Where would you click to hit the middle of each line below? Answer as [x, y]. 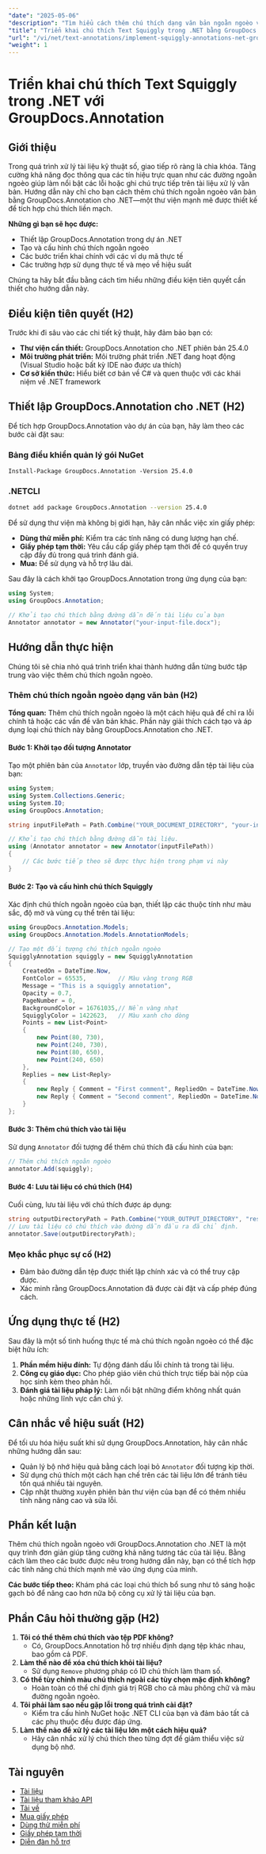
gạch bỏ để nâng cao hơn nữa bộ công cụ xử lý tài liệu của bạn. [112, 1594]
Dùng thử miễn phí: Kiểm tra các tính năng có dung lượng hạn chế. [129, 538]
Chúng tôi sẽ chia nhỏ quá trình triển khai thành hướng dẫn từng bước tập [128, 666]
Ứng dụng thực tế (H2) [64, 1322]
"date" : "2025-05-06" [44, 15]
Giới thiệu [32, 147]
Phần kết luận [42, 1525]
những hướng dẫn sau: [45, 1451]
